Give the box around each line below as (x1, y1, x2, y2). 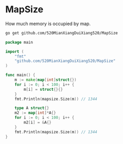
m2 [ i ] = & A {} (24, 120, 52, 125)
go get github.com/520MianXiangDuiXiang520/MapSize (5, 30, 118, 35)
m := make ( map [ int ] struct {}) (14, 77, 77, 83)
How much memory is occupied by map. (5, 20, 91, 27)
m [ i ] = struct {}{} (24, 87, 63, 92)
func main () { (5, 73, 36, 78)
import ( (5, 49, 24, 54)
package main (5, 39, 33, 45)
